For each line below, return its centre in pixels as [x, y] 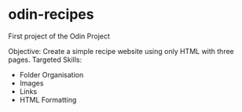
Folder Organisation [51, 74]
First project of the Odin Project [59, 36]
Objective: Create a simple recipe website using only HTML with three [121, 51]
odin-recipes [51, 14]
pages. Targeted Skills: [45, 60]
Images [31, 83]
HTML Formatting [48, 99]
